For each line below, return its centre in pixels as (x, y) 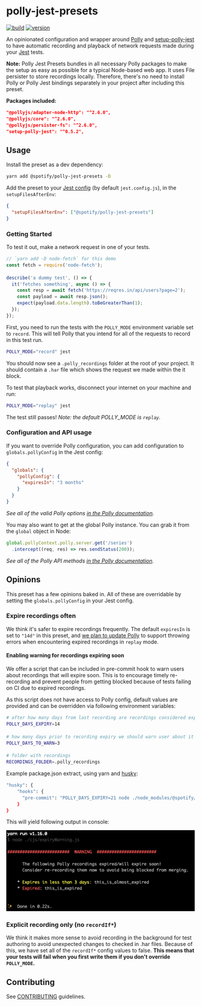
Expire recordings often (41, 616)
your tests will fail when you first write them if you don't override (88, 957)
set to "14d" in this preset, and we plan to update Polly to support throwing (98, 635)
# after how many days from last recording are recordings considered (96, 718)
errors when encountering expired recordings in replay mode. (83, 642)
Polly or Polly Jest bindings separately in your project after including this (95, 83)
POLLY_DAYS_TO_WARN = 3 (33, 743)
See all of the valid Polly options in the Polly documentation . (80, 513)
